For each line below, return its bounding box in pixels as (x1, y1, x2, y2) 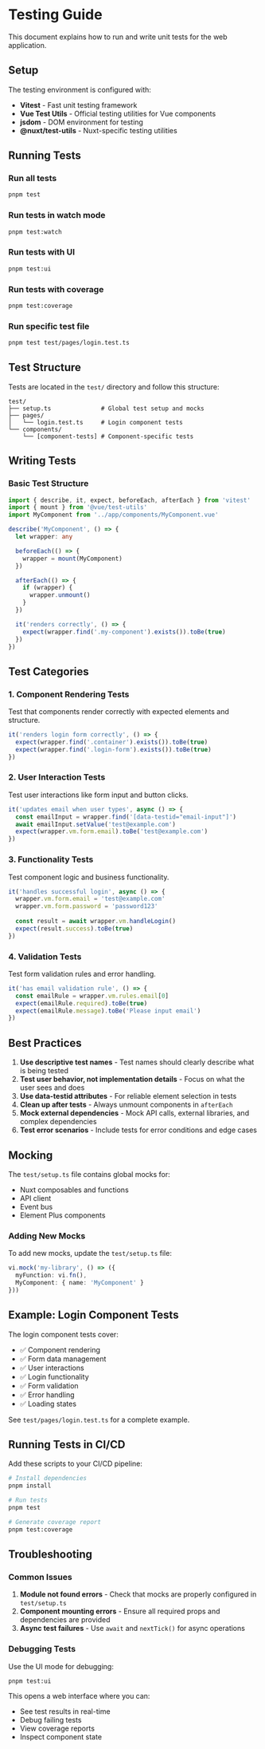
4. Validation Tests (8, 951, 82, 962)
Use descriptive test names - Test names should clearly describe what (19, 1057, 255, 1067)
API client (19, 1193, 52, 1202)
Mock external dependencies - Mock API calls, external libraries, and (19, 1108, 249, 1118)
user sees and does (19, 1083, 85, 1092)
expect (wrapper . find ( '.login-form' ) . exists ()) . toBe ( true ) (15, 745, 212, 753)
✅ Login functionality (19, 1372, 89, 1381)
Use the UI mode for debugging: (8, 1661, 114, 1671)
